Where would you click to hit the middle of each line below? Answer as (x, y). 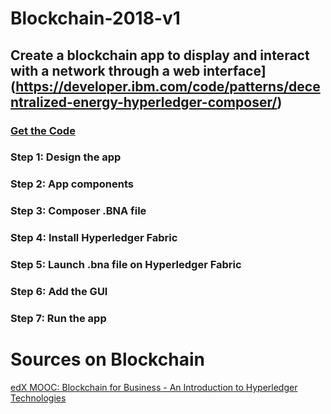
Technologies (38, 398)
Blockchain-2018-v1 (95, 18)
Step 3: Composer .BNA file (78, 211)
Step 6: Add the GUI (59, 292)
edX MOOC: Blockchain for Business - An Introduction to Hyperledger (154, 387)
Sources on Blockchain (107, 359)
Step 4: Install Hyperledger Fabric (94, 238)
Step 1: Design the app (66, 157)
